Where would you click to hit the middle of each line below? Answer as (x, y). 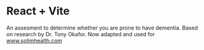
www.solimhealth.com (34, 40)
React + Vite (38, 11)
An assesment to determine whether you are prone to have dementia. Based (102, 28)
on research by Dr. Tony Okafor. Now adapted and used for (81, 34)
